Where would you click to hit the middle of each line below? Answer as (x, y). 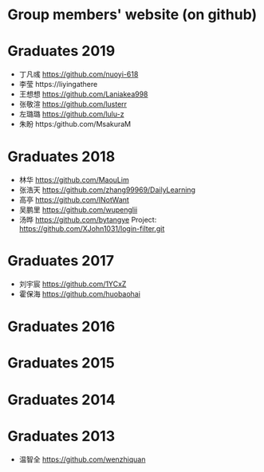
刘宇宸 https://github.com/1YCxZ (73, 284)
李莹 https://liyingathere (58, 85)
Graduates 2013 (61, 436)
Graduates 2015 (61, 363)
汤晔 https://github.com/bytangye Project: (88, 220)
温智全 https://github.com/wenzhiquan (82, 459)
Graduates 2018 (61, 157)
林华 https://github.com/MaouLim (74, 180)
